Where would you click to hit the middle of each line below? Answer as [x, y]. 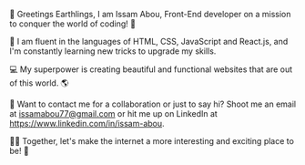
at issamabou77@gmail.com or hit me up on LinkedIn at [114, 113]
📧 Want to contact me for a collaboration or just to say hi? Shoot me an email [153, 104]
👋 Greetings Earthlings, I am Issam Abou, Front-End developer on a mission [150, 14]
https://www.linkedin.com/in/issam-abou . [87, 124]
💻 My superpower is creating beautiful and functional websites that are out [151, 69]
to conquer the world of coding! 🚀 [73, 24]
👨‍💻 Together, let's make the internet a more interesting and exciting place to [152, 141]
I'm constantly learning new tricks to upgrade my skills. [113, 51]
